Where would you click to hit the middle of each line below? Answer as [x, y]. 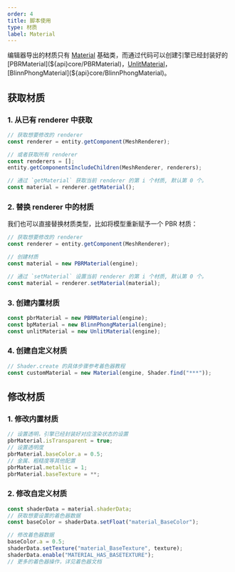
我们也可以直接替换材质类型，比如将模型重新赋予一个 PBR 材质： [103, 224]
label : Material [31, 34]
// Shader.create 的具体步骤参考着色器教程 [67, 366]
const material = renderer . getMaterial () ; [71, 187]
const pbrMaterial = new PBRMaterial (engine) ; [78, 318]
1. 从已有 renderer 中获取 [50, 120]
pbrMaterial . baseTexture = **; [54, 474]
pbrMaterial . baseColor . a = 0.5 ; [55, 454]
